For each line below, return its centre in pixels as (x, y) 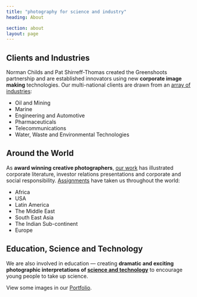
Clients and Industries (48, 58)
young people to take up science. (47, 276)
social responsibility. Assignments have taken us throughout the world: (93, 180)
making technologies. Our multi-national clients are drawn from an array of (98, 85)
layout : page (22, 33)
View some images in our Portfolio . (49, 287)
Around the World (40, 153)
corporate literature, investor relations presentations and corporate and (94, 174)
